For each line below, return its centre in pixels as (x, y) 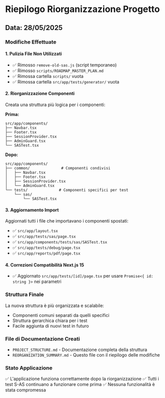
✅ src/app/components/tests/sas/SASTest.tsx (60, 242)
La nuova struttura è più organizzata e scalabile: (54, 305)
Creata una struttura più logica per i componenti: (55, 104)
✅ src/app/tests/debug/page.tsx (46, 247)
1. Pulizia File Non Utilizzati (33, 54)
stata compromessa (26, 390)
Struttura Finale (24, 294)
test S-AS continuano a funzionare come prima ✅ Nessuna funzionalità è (80, 384)
